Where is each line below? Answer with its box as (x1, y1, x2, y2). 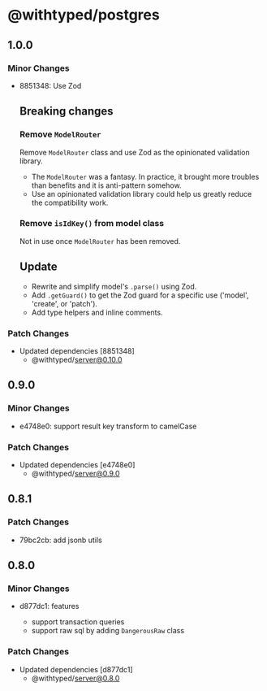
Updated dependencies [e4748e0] (19, 459, 136, 469)
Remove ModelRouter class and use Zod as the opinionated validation (19, 147, 250, 157)
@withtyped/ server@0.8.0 (31, 673, 120, 683)
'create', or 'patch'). (31, 298, 98, 308)
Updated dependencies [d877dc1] (19, 664, 133, 674)
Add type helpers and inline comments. (31, 307, 163, 317)
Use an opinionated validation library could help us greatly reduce (31, 189, 252, 198)
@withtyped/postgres (7, 6, 160, 24)
